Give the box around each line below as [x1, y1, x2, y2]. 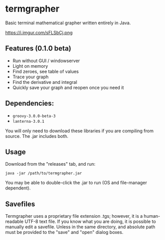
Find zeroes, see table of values [12, 68, 79, 74]
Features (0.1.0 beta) [5, 44, 71, 53]
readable [5, 218, 24, 225]
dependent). [5, 185, 31, 191]
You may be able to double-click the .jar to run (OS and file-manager [5, 180, 147, 186]
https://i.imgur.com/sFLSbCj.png [5, 29, 73, 35]
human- [143, 213, 160, 219]
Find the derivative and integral [12, 79, 77, 85]
